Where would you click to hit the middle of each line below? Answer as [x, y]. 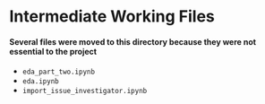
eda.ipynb [41, 82]
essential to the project [53, 51]
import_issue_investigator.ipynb [85, 91]
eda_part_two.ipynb [59, 72]
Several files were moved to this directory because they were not [133, 41]
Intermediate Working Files [112, 17]
